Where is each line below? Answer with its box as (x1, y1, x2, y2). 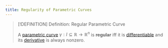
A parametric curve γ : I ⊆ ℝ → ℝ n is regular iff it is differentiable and (17, 30, 163, 37)
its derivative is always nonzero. (17, 37, 85, 43)
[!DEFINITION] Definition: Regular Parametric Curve (17, 21, 125, 27)
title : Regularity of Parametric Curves (5, 7, 92, 12)
